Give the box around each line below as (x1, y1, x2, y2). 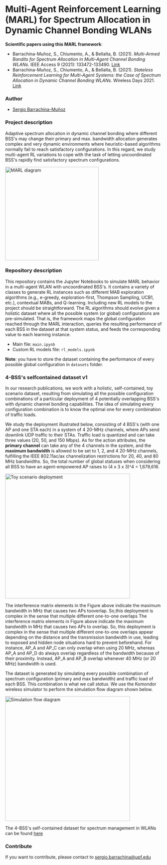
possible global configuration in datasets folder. (5, 361, 103, 367)
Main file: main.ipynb (12, 341, 55, 347)
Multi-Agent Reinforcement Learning (5, 3, 161, 15)
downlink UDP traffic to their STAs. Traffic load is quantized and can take (5, 432, 155, 438)
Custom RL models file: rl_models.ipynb (12, 346, 95, 352)
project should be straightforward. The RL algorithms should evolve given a (5, 305, 160, 311)
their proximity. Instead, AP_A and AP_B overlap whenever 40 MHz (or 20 (5, 655, 156, 661)
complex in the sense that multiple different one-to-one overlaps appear (5, 629, 154, 635)
